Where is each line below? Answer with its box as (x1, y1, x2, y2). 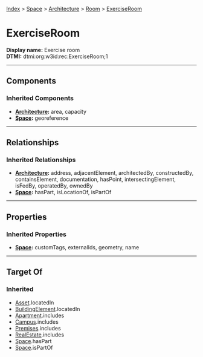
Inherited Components (6, 94, 74, 102)
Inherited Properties (6, 230, 66, 238)
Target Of (6, 267, 43, 277)
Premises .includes (14, 324, 62, 332)
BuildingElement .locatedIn (14, 305, 80, 312)
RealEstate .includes (14, 331, 65, 338)
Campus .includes (14, 318, 59, 326)
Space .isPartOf (14, 344, 53, 351)
